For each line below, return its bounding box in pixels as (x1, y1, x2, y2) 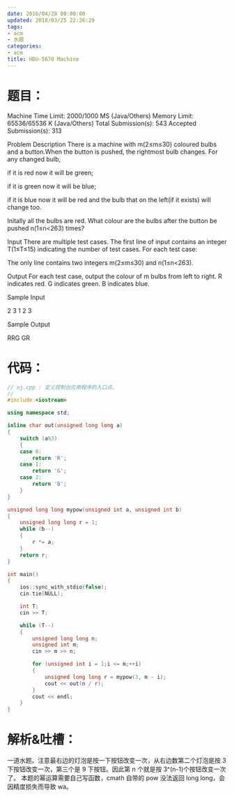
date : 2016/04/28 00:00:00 (7, 10, 86, 17)
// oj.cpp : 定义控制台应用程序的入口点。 (7, 384, 118, 391)
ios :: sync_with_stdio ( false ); (19, 584, 108, 591)
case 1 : (19, 461, 42, 468)
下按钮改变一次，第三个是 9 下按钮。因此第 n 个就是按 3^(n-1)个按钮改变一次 (7, 765, 226, 773)
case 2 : (19, 474, 42, 481)
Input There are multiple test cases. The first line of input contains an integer (7, 237, 227, 245)
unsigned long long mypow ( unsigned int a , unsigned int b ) (7, 506, 182, 513)
